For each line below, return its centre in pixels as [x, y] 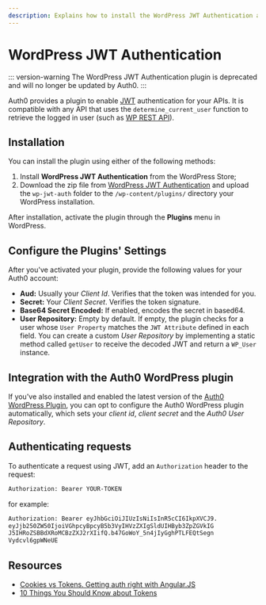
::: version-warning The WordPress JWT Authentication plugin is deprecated [133, 77]
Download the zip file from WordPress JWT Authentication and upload [134, 185]
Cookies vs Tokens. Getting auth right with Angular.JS [108, 584]
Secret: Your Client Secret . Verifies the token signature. [110, 302]
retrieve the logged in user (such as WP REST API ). [91, 117]
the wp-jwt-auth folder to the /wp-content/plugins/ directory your [127, 193]
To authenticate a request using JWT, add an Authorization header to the [128, 465]
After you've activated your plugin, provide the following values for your [125, 270]
